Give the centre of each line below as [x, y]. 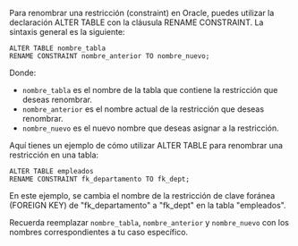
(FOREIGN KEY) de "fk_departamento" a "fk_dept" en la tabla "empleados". [148, 205]
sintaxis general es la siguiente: [67, 32]
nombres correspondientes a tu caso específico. [99, 232]
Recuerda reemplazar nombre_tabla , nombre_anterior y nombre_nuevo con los [149, 222]
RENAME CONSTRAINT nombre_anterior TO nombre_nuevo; [110, 56]
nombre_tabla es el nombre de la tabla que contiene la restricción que [150, 90]
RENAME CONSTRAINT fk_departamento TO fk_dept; [100, 179]
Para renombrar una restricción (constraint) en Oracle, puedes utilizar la [142, 13]
